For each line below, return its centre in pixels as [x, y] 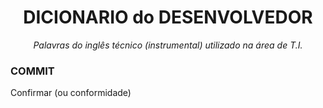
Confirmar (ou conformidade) [71, 93]
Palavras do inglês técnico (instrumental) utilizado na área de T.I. [168, 45]
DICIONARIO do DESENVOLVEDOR [168, 17]
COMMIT [32, 71]
